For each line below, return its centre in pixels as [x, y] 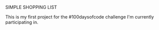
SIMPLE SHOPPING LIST [31, 7]
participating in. [22, 22]
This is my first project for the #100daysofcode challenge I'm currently [80, 17]
